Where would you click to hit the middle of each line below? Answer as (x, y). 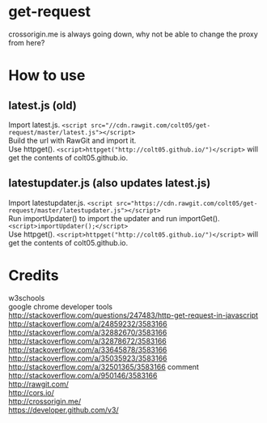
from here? (27, 42)
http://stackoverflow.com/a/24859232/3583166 (88, 323)
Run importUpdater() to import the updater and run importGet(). (114, 218)
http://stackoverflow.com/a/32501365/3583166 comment (104, 366)
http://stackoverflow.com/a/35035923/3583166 (88, 358)
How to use (47, 76)
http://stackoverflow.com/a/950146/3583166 (83, 375)
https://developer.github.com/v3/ (64, 410)
